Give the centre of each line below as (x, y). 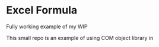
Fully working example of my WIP (47, 26)
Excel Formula (42, 10)
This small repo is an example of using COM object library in (80, 38)
